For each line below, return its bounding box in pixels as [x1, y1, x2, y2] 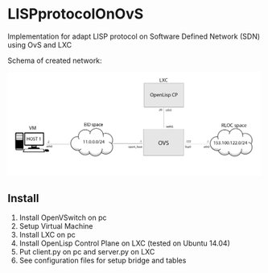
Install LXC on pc [19, 230, 76, 239]
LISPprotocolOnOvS [7, 5, 144, 23]
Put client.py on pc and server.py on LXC [19, 246, 155, 256]
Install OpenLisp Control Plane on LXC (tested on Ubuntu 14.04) [19, 238, 230, 248]
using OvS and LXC [7, 39, 72, 49]
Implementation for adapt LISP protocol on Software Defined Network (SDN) [7, 31, 261, 41]
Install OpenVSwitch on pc [19, 213, 107, 222]
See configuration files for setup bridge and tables [19, 255, 187, 265]
